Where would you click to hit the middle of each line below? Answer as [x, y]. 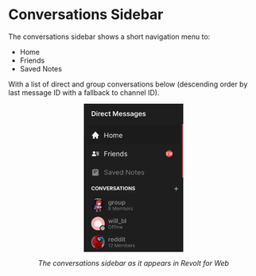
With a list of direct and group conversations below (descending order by [128, 84]
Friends [32, 60]
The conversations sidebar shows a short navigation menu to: [109, 36]
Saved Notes [41, 68]
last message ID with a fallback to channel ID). [84, 92]
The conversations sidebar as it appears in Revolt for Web [134, 263]
